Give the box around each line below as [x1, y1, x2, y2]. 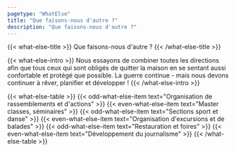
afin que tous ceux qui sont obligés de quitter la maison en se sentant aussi [7, 64, 226, 72]
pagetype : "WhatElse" [7, 10, 71, 18]
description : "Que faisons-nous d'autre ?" [7, 23, 137, 30]
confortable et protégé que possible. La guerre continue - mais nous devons [7, 71, 229, 80]
